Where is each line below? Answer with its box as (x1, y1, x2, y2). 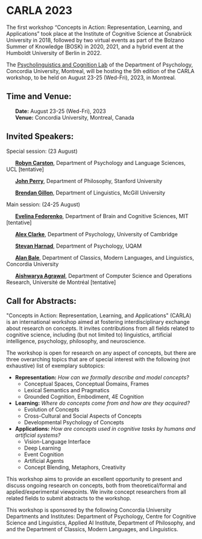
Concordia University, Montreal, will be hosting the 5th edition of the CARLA (6, 67, 195, 74)
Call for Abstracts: (6, 295, 77, 306)
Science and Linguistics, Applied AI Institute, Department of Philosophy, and (6, 519, 195, 526)
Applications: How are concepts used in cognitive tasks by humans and (14, 425, 196, 433)
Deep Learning (24, 445, 62, 452)
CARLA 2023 (6, 4, 72, 18)
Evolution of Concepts (24, 406, 80, 413)
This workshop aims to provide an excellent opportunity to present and (6, 476, 182, 483)
